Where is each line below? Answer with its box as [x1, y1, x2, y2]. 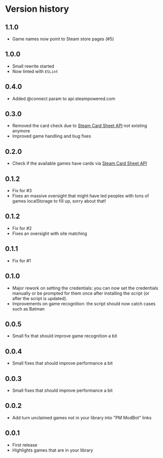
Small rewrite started [12, 63, 54, 69]
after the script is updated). [12, 295, 68, 301]
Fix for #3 [12, 188, 32, 194]
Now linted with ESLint [12, 68, 58, 74]
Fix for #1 [12, 257, 31, 263]
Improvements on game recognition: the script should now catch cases [12, 301, 156, 306]
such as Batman [12, 305, 45, 312]
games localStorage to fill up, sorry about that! [12, 198, 106, 204]
